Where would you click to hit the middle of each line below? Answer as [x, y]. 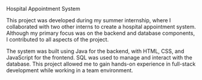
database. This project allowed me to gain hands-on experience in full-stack [101, 64]
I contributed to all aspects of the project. [58, 39]
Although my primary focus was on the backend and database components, [100, 33]
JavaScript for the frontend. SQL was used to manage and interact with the [99, 57]
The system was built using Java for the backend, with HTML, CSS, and [95, 51]
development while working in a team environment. [70, 70]
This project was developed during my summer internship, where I [89, 20]
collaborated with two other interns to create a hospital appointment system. [101, 27]
